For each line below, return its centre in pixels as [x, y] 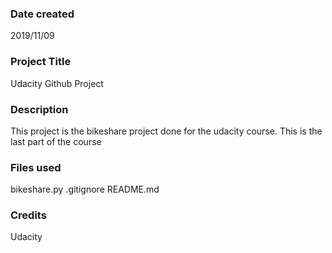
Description [39, 109]
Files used [36, 167]
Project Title [41, 62]
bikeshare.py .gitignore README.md [85, 189]
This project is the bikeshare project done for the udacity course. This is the [166, 131]
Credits [28, 215]
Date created [42, 14]
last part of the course [56, 141]
